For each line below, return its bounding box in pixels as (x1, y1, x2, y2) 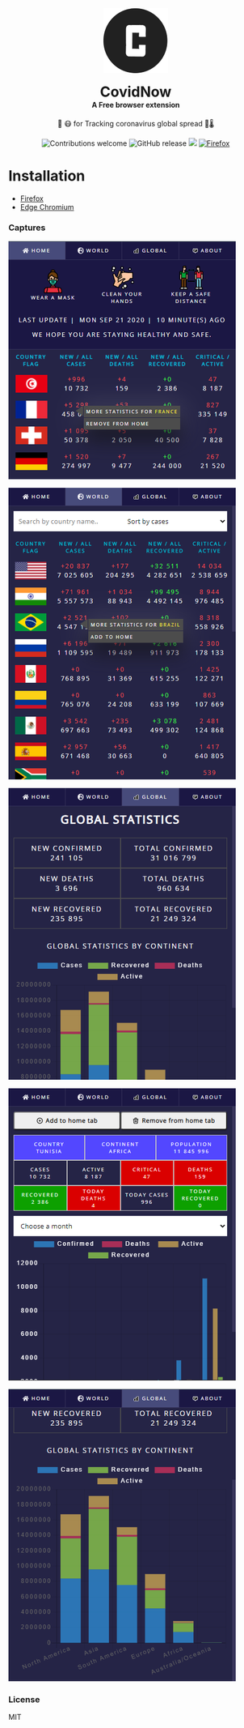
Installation (8, 166, 86, 185)
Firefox (19, 194, 44, 203)
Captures (8, 222, 46, 233)
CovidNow (99, 83, 172, 100)
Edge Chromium (19, 202, 74, 211)
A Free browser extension (91, 100, 180, 109)
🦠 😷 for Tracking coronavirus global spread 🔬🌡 (57, 118, 214, 128)
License (8, 1693, 40, 1705)
